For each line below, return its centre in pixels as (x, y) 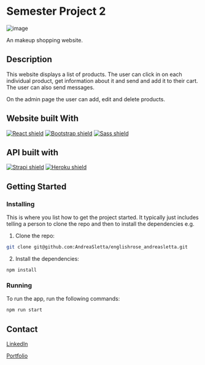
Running (19, 285)
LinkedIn (17, 344)
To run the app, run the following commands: (63, 299)
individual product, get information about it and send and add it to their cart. (102, 80)
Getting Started (37, 186)
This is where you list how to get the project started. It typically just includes (102, 217)
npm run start (25, 310)
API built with (33, 152)
